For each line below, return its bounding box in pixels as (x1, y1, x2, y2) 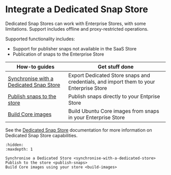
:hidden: (5, 142, 24, 147)
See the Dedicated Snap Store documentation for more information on (5, 127, 153, 133)
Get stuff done (97, 63, 134, 70)
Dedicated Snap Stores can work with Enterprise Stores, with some (5, 20, 146, 27)
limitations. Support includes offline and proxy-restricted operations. (5, 26, 149, 32)
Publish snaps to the (8, 93, 56, 100)
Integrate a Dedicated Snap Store (5, 4, 149, 15)
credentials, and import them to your (68, 78, 155, 85)
